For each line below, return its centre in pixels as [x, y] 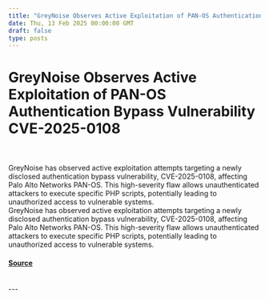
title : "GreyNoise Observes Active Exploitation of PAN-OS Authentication [136, 16]
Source [21, 263]
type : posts [28, 38]
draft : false [30, 30]
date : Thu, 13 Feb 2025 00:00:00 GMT [71, 23]
